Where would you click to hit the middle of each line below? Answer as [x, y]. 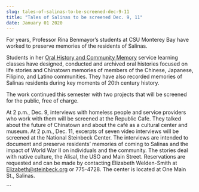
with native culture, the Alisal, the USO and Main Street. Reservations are [96, 157]
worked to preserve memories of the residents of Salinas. [77, 46]
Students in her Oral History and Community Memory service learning [92, 58]
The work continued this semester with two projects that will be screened [97, 95]
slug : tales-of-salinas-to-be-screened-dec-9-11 [68, 12]
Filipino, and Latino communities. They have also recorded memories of [94, 77]
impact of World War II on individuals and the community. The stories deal [97, 150]
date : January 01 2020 [34, 23]
